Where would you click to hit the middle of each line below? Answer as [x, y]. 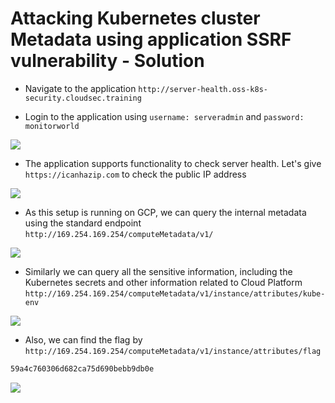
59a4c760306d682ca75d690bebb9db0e [82, 368]
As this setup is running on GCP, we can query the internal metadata [165, 212]
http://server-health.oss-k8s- [203, 89]
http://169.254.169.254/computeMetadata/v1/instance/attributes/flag [173, 351]
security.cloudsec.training [83, 98]
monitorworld [52, 126]
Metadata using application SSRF [151, 39]
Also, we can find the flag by [83, 339]
